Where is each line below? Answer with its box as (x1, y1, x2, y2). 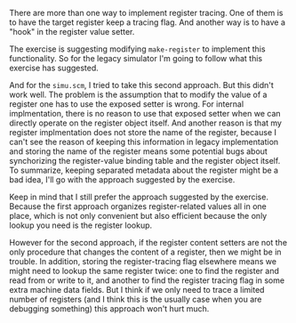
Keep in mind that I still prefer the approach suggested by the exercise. (9, 191, 269, 202)
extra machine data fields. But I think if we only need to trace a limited (9, 285, 265, 295)
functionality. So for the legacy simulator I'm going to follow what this (9, 53, 263, 63)
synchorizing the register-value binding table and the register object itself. (9, 156, 281, 166)
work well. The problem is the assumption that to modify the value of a (9, 89, 268, 100)
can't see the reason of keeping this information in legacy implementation (9, 137, 279, 147)
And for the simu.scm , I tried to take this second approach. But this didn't (9, 80, 274, 90)
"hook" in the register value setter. (9, 27, 135, 36)
